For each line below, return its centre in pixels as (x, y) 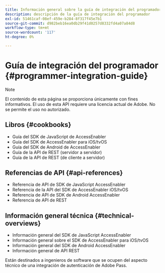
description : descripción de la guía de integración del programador (78, 14)
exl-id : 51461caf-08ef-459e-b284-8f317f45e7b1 (54, 19)
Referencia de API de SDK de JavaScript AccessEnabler (69, 185)
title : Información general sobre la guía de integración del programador (83, 10)
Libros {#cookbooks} (38, 125)
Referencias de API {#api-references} (64, 173)
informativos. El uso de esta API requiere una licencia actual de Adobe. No (80, 104)
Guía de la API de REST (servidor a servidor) (57, 152)
